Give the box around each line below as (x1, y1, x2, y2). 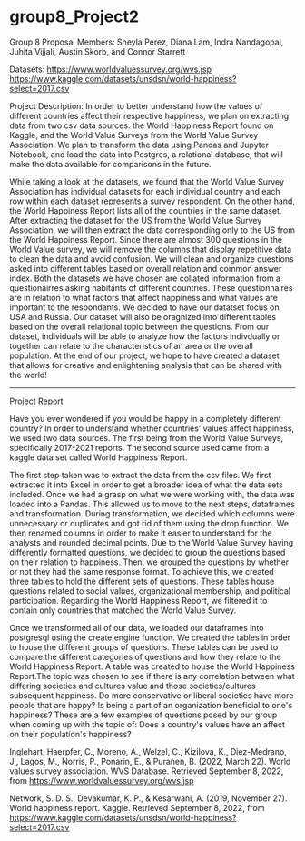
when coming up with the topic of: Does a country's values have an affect (9, 718, 286, 729)
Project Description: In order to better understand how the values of (9, 100, 263, 111)
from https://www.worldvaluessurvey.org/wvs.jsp (9, 775, 194, 786)
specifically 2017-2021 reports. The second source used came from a (9, 442, 270, 453)
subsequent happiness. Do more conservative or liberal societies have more (9, 689, 294, 701)
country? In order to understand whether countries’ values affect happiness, (9, 423, 295, 434)
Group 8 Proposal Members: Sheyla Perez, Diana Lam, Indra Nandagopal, (9, 36, 284, 47)
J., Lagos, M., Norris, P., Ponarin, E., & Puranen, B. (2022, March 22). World (9, 756, 291, 766)
